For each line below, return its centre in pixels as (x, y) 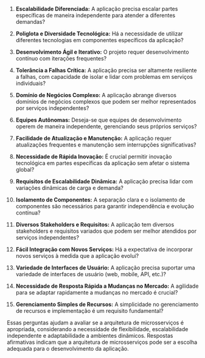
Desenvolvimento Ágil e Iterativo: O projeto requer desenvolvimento (102, 52)
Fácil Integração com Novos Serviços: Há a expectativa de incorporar (104, 249)
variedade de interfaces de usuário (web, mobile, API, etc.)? (91, 274)
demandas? (30, 22)
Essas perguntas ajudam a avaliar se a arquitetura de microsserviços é (96, 323)
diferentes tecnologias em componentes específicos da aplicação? (100, 40)
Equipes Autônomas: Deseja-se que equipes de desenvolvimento (99, 120)
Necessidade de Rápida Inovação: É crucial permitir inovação (94, 156)
